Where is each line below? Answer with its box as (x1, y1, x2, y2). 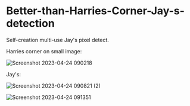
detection (6, 17, 55, 30)
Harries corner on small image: (6, 47, 82, 54)
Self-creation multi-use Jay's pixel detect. (6, 36, 109, 43)
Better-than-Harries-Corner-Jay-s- (6, 4, 185, 18)
